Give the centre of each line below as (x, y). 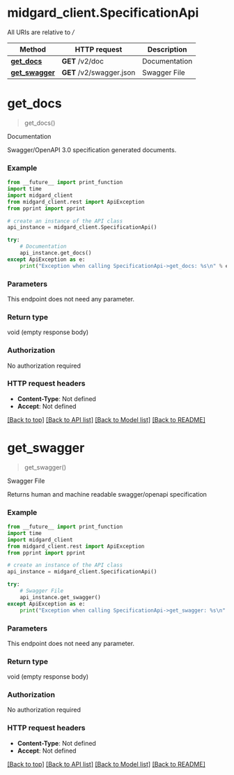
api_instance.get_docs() (56, 253)
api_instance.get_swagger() (60, 597)
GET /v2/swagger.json (99, 73)
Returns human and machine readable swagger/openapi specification (107, 494)
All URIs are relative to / (41, 32)
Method (33, 49)
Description (167, 49)
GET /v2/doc (83, 61)
